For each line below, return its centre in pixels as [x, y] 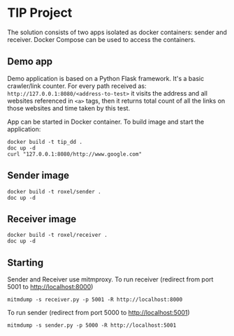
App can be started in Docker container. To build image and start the [106, 122]
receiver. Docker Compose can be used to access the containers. [101, 39]
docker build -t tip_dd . [45, 142]
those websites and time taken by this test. [69, 108]
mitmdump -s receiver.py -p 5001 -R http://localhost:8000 [95, 300]
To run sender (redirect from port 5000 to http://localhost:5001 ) [98, 313]
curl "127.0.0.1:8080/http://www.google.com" [74, 154]
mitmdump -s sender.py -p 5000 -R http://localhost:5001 [92, 326]
